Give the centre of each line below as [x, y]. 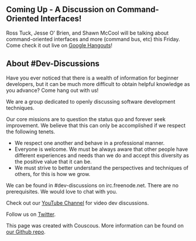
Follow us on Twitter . [31, 214]
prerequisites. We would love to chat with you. [62, 191]
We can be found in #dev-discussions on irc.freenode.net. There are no [92, 185]
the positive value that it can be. [53, 161]
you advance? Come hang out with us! [52, 90]
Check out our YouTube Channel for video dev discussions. [78, 203]
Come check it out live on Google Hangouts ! [59, 45]
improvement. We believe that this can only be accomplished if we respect [96, 125]
